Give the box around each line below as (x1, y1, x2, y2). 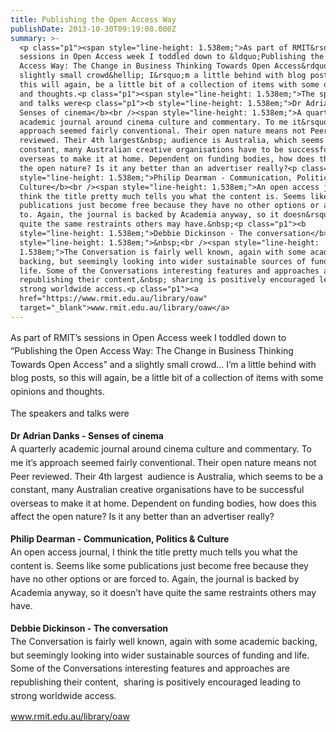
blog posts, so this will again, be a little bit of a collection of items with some (10, 372, 324, 384)
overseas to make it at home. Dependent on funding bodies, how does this (10, 497, 317, 509)
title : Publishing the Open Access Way (10, 14, 177, 25)
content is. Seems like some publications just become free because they (10, 559, 309, 571)
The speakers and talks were (10, 407, 130, 420)
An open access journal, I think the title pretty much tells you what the (10, 546, 298, 558)
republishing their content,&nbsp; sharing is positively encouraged (19, 275, 315, 285)
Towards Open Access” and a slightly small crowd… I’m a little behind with (10, 358, 317, 370)
